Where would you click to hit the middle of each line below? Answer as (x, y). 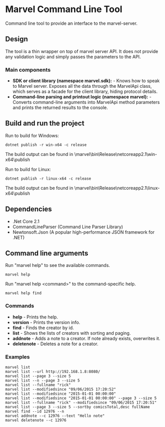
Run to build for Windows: (32, 135)
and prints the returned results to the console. (60, 108)
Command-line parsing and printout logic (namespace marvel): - (82, 97)
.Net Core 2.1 (26, 221)
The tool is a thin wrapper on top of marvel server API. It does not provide (82, 51)
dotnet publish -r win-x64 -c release (46, 145)
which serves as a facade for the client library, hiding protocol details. (85, 91)
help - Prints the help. (35, 317)
